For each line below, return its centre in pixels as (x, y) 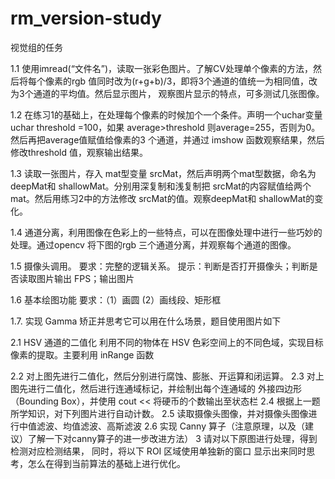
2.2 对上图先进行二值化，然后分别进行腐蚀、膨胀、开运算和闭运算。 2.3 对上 (167, 376)
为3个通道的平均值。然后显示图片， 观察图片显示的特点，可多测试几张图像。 (167, 93)
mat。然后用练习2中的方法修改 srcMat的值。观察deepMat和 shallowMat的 (162, 198)
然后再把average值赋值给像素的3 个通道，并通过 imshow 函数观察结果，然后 (167, 139)
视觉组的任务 (36, 47)
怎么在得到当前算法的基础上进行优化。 (106, 463)
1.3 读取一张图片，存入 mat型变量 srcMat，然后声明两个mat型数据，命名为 (163, 173)
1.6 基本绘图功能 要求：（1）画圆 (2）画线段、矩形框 (116, 299)
